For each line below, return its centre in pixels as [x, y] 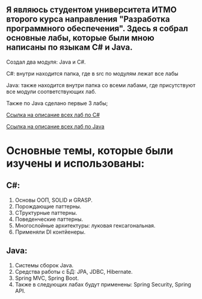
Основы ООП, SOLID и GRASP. [54, 200]
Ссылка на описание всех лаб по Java [55, 126]
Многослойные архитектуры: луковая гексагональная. [85, 225]
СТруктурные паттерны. [46, 213]
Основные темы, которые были [90, 151]
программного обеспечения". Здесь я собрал [97, 29]
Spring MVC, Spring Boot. [47, 278]
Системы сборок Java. [44, 265]
